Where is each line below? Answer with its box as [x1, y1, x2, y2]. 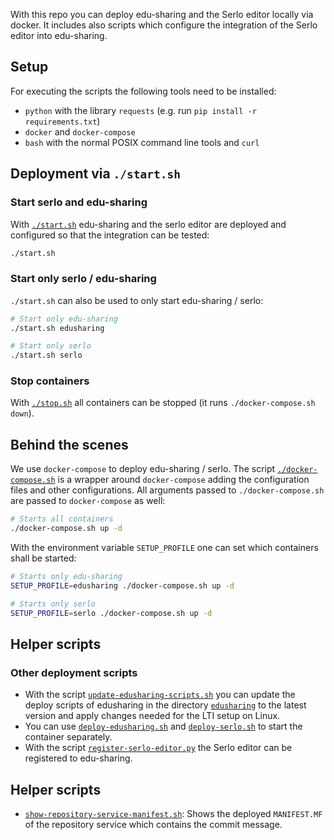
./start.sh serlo [10, 350, 83, 361]
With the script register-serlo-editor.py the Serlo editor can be [24, 742, 293, 754]
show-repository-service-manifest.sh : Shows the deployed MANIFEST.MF [24, 808, 323, 820]
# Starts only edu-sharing [10, 572, 123, 582]
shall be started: [10, 552, 77, 564]
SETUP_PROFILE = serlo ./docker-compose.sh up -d [10, 608, 213, 618]
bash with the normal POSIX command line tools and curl [24, 136, 260, 148]
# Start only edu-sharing [10, 314, 118, 324]
